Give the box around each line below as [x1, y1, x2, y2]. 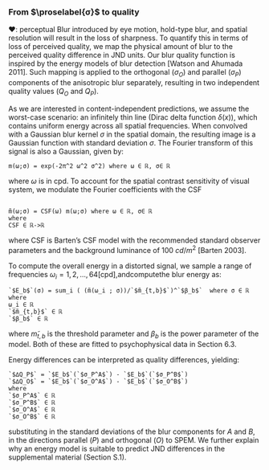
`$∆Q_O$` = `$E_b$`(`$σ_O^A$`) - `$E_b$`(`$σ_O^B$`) [8, 378, 189, 386]
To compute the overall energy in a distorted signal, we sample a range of [8, 260, 252, 271]
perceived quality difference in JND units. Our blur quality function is [8, 51, 235, 60]
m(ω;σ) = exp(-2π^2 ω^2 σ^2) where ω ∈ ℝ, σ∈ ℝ [8, 161, 171, 170]
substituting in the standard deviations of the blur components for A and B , [8, 427, 255, 436]
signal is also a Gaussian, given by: [8, 146, 124, 156]
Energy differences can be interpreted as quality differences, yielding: [8, 355, 239, 365]
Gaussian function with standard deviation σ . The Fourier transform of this [8, 137, 254, 147]
